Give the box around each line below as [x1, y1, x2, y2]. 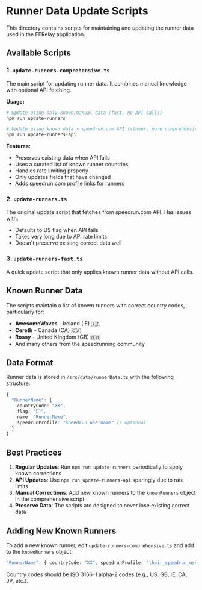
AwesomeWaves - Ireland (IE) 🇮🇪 [14, 319, 101, 327]
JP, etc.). [6, 577, 29, 584]
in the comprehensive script [14, 495, 85, 503]
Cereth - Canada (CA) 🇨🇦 [14, 327, 81, 334]
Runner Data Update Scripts [6, 4, 148, 18]
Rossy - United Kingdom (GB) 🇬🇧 [14, 333, 100, 341]
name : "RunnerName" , [17, 414, 69, 420]
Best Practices [6, 447, 62, 457]
